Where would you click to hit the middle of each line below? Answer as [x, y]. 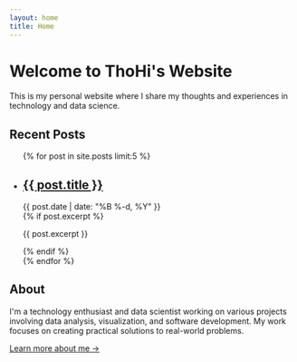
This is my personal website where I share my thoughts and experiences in [148, 96]
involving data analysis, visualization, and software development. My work [148, 321]
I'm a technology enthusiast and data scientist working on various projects [148, 311]
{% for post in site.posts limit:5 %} [86, 156]
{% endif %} [46, 251]
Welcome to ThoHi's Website [121, 71]
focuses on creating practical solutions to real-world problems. [127, 330]
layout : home [34, 18]
